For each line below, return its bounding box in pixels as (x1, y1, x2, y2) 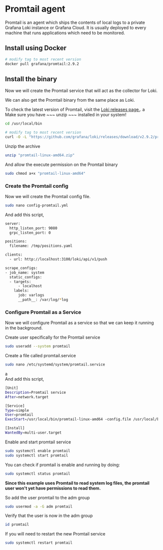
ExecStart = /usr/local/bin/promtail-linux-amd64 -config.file (5, 417, 131, 422)
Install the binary (5, 74, 57, 83)
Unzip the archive (5, 143, 40, 149)
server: (5, 221, 21, 226)
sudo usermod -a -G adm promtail (5, 504, 73, 509)
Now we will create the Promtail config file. (5, 193, 91, 199)
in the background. (5, 325, 43, 331)
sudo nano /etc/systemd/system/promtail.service (5, 362, 105, 367)
